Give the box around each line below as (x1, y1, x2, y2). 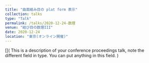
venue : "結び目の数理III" (5, 25, 53, 30)
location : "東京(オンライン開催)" (5, 34, 68, 39)
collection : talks (5, 12, 42, 16)
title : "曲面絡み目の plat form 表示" (5, 7, 78, 12)
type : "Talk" (5, 16, 32, 21)
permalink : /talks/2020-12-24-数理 (5, 20, 76, 26)
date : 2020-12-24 (5, 30, 40, 34)
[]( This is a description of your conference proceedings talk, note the (5, 47, 145, 53)
